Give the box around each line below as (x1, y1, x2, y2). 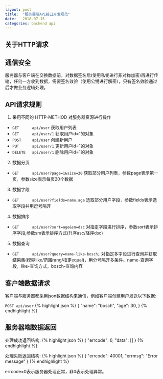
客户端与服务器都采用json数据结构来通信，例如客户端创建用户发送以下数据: (5, 293, 157, 299)
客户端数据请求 (5, 279, 50, 287)
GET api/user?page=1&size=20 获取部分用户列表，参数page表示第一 (12, 170, 159, 176)
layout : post (5, 7, 32, 12)
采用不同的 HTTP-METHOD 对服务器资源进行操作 (12, 114, 112, 120)
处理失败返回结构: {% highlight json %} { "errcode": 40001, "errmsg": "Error (5, 353, 158, 358)
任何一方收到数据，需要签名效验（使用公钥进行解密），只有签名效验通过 (13, 78, 158, 84)
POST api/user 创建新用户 (12, 137, 72, 143)
